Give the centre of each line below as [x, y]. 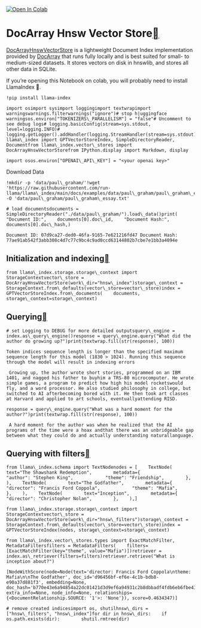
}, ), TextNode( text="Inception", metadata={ [92, 493]
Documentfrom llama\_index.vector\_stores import [69, 145]
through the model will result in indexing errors [71, 362]
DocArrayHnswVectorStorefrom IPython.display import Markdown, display [97, 150]
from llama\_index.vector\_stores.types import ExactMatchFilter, [91, 541]
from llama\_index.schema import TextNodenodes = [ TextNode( [89, 467]
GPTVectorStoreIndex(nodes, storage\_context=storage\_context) [88, 530]
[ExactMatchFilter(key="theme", [46, 551]
